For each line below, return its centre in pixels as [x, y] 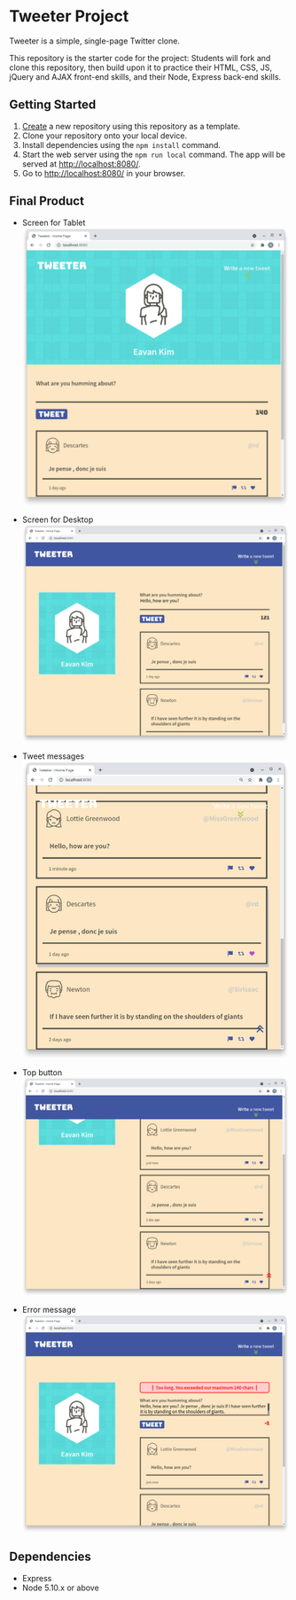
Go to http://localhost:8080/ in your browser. [104, 173]
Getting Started [53, 105]
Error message [49, 1309]
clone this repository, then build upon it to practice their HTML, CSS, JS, [141, 67]
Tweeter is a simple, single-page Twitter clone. [94, 41]
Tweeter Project [69, 16]
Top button [42, 1073]
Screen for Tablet [54, 222]
